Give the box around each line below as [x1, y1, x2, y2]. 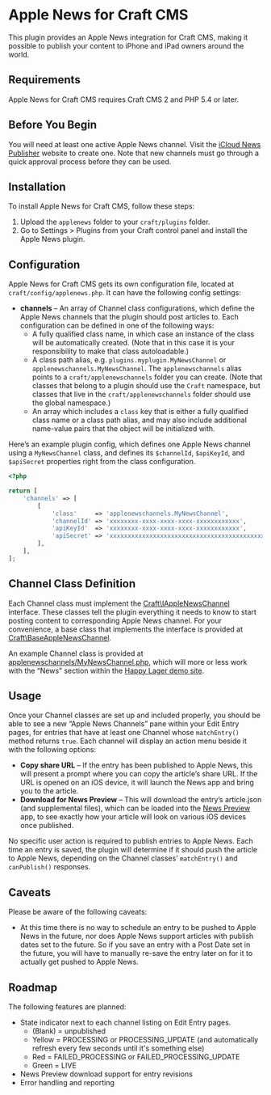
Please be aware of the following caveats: [8, 907, 148, 917]
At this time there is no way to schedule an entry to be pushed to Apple [19, 923, 256, 932]
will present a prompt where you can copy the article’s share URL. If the [19, 769, 258, 779]
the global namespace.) [31, 398, 111, 408]
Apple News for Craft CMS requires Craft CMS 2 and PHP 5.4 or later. [8, 95, 240, 104]
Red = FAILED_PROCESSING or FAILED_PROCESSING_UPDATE [31, 1052, 240, 1062]
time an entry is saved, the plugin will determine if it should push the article [8, 845, 258, 855]
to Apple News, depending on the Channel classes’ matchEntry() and [8, 853, 238, 863]
